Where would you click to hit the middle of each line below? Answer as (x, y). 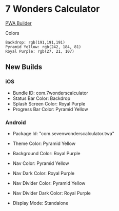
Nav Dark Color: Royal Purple (44, 173)
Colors (12, 33)
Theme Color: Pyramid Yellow (44, 143)
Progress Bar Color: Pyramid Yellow (50, 109)
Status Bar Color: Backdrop (42, 98)
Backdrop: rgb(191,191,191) (35, 42)
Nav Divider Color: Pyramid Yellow (49, 183)
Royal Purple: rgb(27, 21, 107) (40, 51)
